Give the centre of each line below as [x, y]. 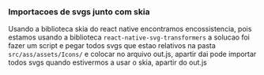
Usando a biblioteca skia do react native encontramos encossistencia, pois [130, 29]
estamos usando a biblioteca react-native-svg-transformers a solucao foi [129, 37]
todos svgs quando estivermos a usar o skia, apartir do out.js [107, 62]
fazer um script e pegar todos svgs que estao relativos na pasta [112, 46]
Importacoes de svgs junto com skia [79, 12]
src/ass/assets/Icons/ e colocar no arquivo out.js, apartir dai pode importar [132, 54]
